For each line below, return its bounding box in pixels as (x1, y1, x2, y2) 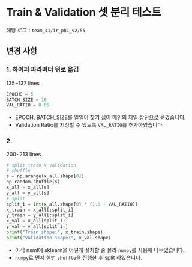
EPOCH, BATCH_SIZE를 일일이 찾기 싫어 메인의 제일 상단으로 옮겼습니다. (14, 114, 186, 121)
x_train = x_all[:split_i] (6, 207, 74, 213)
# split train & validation (6, 162, 77, 168)
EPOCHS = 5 (6, 91, 34, 97)
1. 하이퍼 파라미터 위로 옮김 (6, 66, 79, 74)
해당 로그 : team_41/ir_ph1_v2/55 (6, 26, 86, 34)
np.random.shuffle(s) (6, 179, 61, 185)
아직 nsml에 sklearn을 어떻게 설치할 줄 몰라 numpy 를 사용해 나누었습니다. (14, 246, 185, 253)
